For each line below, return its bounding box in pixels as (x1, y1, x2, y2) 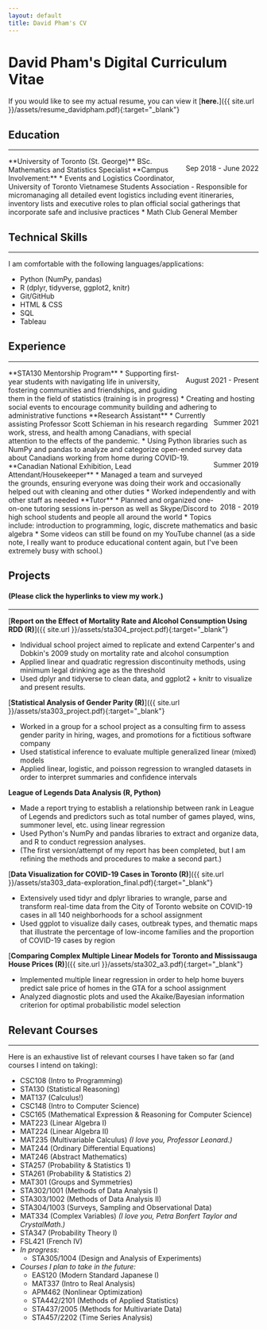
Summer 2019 (213, 459, 259, 470)
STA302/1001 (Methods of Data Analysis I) (19, 1186, 159, 1195)
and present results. (19, 682, 86, 692)
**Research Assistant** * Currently (88, 411, 206, 420)
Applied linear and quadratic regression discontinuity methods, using (19, 657, 246, 667)
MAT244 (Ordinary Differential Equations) (19, 1144, 157, 1153)
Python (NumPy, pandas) (19, 275, 103, 284)
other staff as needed (8, 495, 79, 505)
